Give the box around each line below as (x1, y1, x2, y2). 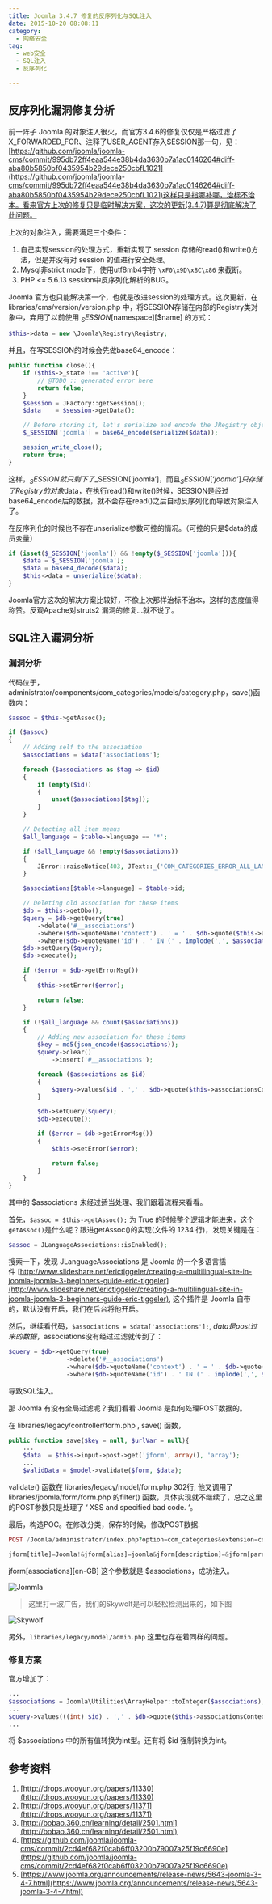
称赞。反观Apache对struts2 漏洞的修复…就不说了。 (8, 604, 179, 615)
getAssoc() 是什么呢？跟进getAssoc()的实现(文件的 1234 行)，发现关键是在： (8, 1225, 262, 1235)
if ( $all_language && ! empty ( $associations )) (23, 847, 179, 855)
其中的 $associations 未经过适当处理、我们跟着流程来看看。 (8, 1198, 207, 1207)
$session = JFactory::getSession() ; (23, 399, 147, 407)
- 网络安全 (15, 34, 48, 43)
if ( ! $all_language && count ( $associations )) (23, 1018, 179, 1026)
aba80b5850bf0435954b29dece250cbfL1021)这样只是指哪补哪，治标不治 (8, 189, 256, 199)
